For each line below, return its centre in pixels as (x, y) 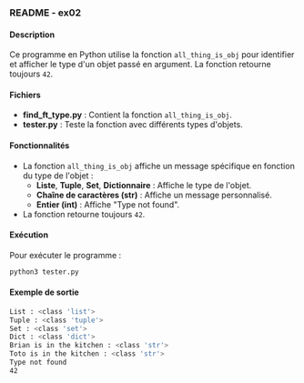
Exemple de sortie (44, 292)
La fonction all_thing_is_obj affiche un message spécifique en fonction (159, 166)
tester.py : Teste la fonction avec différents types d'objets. (132, 125)
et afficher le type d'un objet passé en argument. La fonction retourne (140, 65)
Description (32, 35)
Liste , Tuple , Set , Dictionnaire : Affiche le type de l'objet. (144, 185)
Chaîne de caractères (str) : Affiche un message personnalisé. (154, 195)
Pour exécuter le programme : (66, 255)
